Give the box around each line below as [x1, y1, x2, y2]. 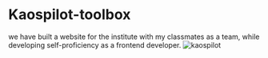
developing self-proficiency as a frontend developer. [8, 40, 182, 49]
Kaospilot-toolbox [8, 6, 131, 24]
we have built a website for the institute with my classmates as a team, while [8, 32, 260, 41]
